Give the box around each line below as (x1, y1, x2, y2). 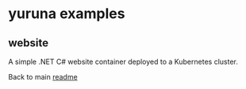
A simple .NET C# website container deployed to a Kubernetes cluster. (8, 57, 238, 66)
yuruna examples (8, 5, 125, 23)
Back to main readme (8, 72, 78, 81)
